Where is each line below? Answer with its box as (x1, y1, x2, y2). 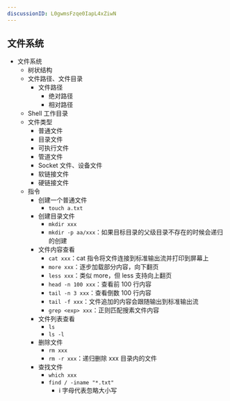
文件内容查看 (38, 246, 75, 254)
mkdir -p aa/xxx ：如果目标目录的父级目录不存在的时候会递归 (48, 228, 224, 237)
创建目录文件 (38, 212, 75, 221)
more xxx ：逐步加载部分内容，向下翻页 (48, 263, 159, 271)
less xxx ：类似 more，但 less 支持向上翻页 (48, 271, 172, 280)
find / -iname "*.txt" (48, 379, 115, 386)
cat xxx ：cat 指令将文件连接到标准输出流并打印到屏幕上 (48, 254, 209, 262)
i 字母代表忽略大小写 (58, 386, 117, 395)
